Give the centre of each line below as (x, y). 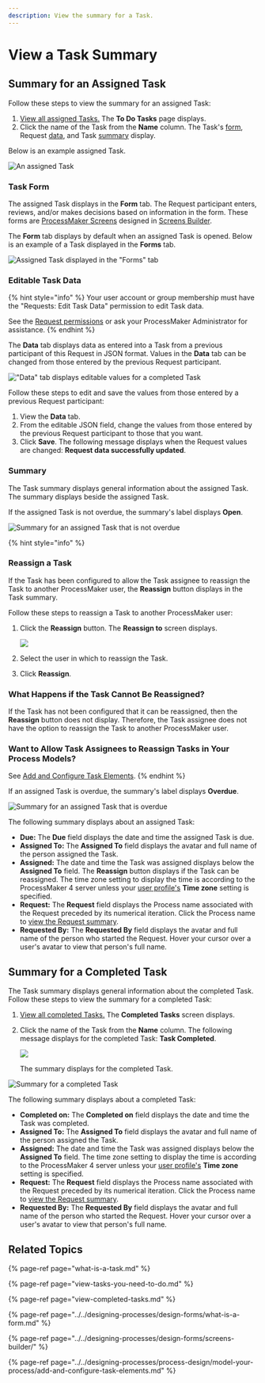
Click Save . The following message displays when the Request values (133, 442)
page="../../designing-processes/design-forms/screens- (142, 1339)
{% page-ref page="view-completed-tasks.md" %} (92, 1299)
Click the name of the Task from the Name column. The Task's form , (131, 127)
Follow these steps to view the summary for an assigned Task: (110, 103)
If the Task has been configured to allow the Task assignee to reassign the (129, 580)
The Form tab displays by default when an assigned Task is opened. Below (131, 236)
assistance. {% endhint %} (52, 330)
